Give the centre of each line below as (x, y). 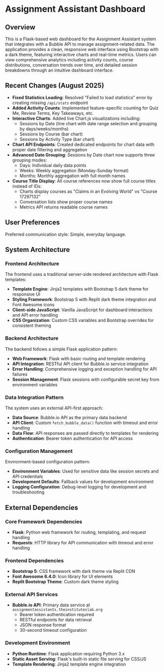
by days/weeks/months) (44, 129)
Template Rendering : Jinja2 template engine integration (69, 664)
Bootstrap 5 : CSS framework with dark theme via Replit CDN (74, 571)
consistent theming (32, 325)
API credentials (27, 477)
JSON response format (43, 625)
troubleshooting (28, 492)
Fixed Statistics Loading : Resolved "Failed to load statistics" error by (82, 97)
